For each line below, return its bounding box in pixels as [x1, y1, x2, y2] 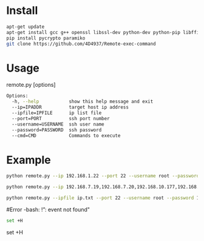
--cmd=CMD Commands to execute [12, 132, 121, 138]
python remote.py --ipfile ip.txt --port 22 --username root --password [6, 195, 194, 201]
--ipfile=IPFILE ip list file [12, 110, 102, 116]
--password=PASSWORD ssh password [12, 127, 102, 133]
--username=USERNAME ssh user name [12, 121, 104, 127]
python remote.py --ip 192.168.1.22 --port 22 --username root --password [6, 173, 200, 179]
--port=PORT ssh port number [12, 115, 110, 121]
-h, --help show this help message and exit [12, 98, 154, 105]
